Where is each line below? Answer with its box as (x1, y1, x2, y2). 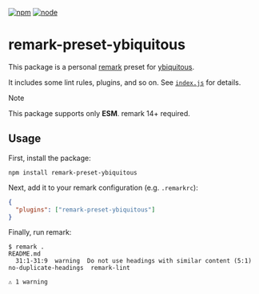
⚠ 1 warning (8, 278, 48, 286)
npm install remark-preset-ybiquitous (8, 168, 137, 176)
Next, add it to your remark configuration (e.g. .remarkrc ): (8, 183, 198, 192)
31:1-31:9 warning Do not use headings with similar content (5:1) (15, 257, 252, 265)
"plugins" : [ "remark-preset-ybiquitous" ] (15, 205, 156, 214)
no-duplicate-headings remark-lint (8, 264, 130, 272)
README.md (8, 250, 42, 258)
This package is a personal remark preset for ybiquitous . (8, 62, 194, 71)
